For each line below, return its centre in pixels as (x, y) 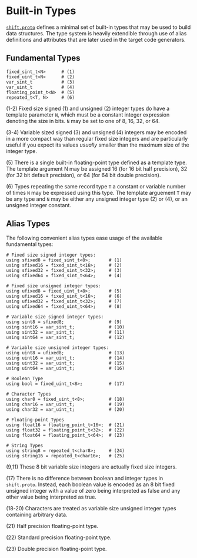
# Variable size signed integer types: (55, 317)
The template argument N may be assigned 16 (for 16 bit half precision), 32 (97, 168)
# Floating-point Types (35, 420)
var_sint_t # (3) (41, 82)
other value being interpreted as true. (51, 497)
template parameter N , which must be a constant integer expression (88, 114)
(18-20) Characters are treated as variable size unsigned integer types (91, 508)
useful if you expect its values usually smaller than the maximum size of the (98, 145)
